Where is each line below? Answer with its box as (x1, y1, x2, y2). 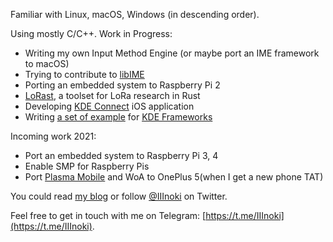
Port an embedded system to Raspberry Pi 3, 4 (24, 150, 219, 161)
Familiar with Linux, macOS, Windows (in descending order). (10, 9, 260, 20)
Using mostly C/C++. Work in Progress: (10, 28, 173, 39)
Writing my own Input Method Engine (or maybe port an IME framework (24, 47, 320, 59)
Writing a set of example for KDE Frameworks (24, 111, 213, 123)
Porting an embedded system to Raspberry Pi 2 (24, 79, 221, 91)
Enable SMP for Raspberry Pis (24, 160, 150, 172)
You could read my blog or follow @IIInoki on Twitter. (10, 190, 228, 202)
